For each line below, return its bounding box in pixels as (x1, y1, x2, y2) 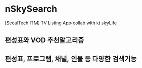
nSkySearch (5, 3, 58, 15)
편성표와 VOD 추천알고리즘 (5, 36, 84, 45)
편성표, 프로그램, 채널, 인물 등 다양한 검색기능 (5, 54, 137, 63)
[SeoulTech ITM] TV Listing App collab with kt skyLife (5, 20, 117, 26)
